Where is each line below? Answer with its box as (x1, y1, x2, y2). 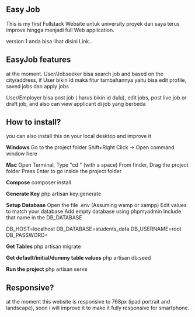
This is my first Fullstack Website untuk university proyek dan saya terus (6, 20, 180, 27)
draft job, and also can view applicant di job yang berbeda (6, 100, 146, 107)
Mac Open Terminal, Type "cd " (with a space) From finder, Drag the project (6, 161, 189, 168)
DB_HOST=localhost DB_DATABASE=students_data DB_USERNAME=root (6, 225, 182, 233)
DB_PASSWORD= (6, 232, 48, 239)
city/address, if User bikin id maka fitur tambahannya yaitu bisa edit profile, (6, 76, 187, 84)
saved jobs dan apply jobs (6, 82, 69, 89)
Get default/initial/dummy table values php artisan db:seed (6, 254, 151, 261)
